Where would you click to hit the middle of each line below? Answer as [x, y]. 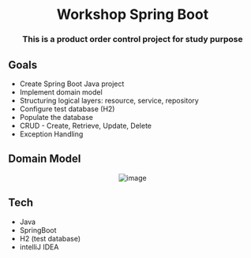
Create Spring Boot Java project [72, 84]
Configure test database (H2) [67, 109]
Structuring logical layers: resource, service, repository [109, 100]
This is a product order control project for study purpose [133, 39]
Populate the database [56, 117]
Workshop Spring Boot [133, 15]
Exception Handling [51, 134]
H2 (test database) [50, 238]
